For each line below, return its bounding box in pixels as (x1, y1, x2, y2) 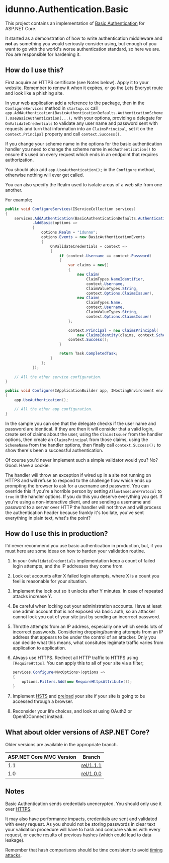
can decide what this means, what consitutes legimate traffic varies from (12, 639, 163, 645)
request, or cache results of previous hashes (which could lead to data (5, 832, 152, 838)
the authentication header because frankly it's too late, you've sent (5, 510, 144, 516)
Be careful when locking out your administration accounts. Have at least (12, 603, 162, 609)
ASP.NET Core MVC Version (8, 753, 76, 760)
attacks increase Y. (12, 593, 53, 600)
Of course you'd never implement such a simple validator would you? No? (5, 457, 158, 463)
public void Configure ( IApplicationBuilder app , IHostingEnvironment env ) (5, 388, 165, 393)
